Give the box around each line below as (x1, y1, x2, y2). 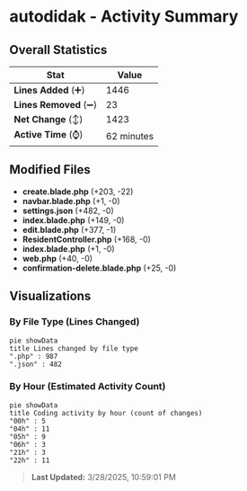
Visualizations (9, 289, 92, 304)
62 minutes (105, 129, 154, 142)
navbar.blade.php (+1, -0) (22, 195, 120, 206)
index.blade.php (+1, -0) (22, 243, 115, 254)
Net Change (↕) (13, 113, 84, 125)
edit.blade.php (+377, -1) (22, 224, 117, 235)
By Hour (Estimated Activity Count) (9, 380, 166, 393)
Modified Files (9, 162, 92, 177)
